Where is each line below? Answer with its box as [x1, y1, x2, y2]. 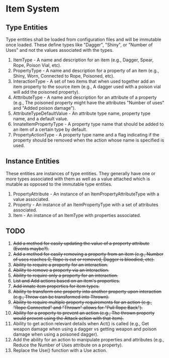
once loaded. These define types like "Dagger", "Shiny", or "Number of [6, 42, 153, 48]
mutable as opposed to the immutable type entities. [6, 181, 113, 187]
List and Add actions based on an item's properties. [13, 277, 120, 283]
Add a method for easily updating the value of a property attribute [13, 240, 150, 246]
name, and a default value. [13, 116, 68, 121]
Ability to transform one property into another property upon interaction [13, 288, 162, 295]
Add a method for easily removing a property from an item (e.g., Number [13, 251, 164, 257]
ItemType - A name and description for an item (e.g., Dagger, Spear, [13, 57, 154, 63]
